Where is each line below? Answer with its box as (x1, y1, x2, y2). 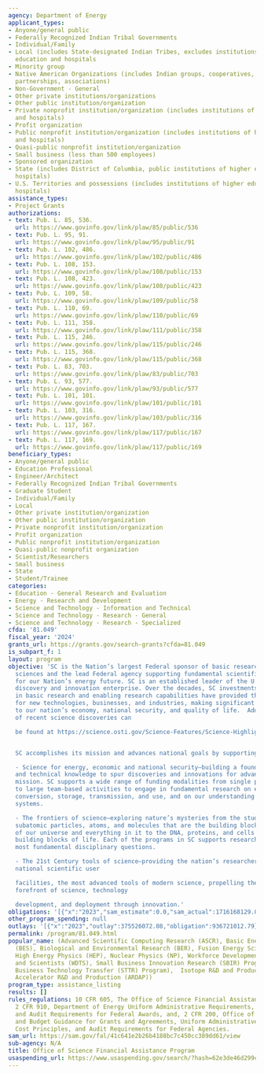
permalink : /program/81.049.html (8, 930, 118, 938)
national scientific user (15, 865, 101, 873)
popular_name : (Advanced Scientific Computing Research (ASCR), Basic (8, 937, 244, 945)
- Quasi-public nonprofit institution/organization (8, 143, 181, 151)
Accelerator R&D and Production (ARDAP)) (15, 973, 153, 982)
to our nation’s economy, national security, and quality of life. (15, 707, 241, 714)
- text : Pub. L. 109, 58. (8, 290, 93, 297)
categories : (8, 582, 47, 590)
